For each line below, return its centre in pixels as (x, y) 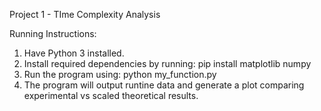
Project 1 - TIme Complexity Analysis (85, 14)
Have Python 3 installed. (74, 53)
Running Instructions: (53, 33)
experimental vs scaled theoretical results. (111, 95)
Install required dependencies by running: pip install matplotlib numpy (167, 63)
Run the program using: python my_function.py (120, 74)
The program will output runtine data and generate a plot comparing (164, 85)
